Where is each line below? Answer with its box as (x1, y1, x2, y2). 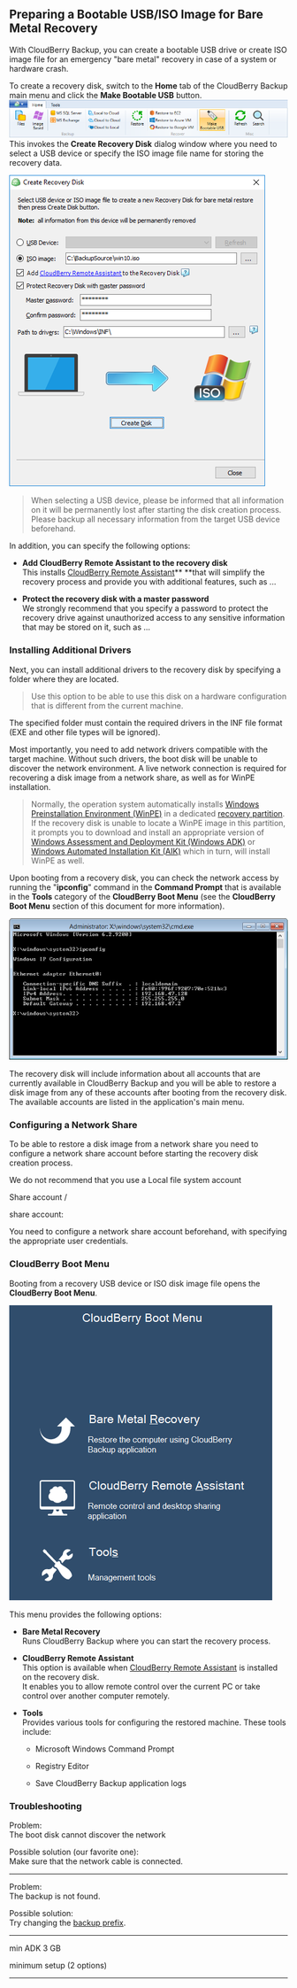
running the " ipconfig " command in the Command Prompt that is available (9, 881, 282, 893)
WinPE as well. (30, 855, 85, 866)
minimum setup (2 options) (9, 1960, 108, 1970)
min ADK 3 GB (9, 1943, 62, 1953)
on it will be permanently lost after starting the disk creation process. (30, 505, 282, 515)
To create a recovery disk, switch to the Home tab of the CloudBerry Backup (9, 80, 288, 91)
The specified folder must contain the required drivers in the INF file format (9, 717, 283, 728)
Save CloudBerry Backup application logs (34, 1777, 187, 1788)
